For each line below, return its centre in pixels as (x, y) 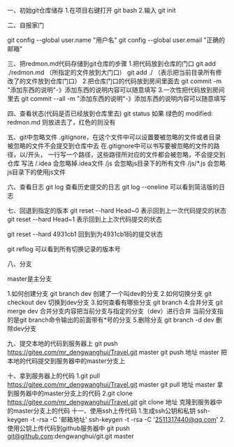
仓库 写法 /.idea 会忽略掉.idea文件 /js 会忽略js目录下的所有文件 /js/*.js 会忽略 (116, 163)
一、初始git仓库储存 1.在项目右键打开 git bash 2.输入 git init (92, 10)
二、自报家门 (25, 25)
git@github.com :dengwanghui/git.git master (71, 436)
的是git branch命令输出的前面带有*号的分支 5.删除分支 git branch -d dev (111, 320)
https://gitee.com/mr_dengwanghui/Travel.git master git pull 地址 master (111, 384)
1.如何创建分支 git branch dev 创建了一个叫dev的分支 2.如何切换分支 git (109, 293)
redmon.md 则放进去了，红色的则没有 (61, 122)
